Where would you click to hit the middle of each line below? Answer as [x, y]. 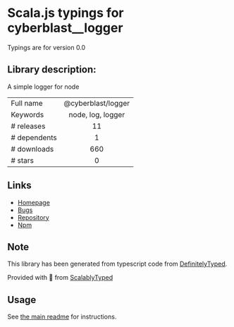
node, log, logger [97, 114]
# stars [22, 160]
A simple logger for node [43, 87]
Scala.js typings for [66, 13]
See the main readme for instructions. [62, 317]
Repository [33, 217]
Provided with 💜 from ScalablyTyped [60, 278]
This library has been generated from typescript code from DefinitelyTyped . [117, 264]
